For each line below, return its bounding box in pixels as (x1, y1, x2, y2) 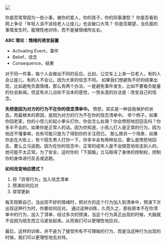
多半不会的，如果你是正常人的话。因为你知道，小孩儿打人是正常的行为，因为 (5, 124, 161, 130)
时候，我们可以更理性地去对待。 (5, 235, 70, 240)
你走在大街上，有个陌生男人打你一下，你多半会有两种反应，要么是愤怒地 (5, 137, 152, 143)
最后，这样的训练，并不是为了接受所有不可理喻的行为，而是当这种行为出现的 (5, 228, 161, 234)
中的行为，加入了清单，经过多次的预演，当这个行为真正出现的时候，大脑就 (9, 211, 161, 217)
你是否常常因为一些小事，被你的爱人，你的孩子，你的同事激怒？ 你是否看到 (5, 15, 158, 20)
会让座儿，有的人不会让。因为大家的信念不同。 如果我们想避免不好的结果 (5, 77, 154, 82)
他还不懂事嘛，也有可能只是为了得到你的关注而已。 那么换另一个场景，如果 (5, 131, 158, 136)
